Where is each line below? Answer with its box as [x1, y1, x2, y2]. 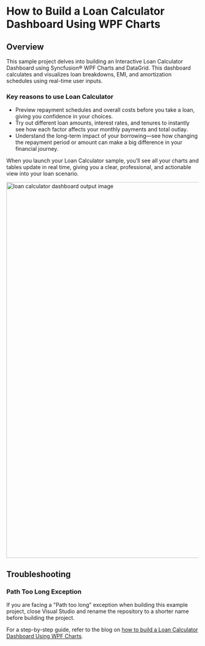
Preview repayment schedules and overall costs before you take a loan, [15, 106, 195, 114]
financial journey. [15, 145, 59, 153]
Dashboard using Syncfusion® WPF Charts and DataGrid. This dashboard [6, 64, 191, 71]
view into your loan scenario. [6, 170, 79, 178]
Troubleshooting [6, 569, 71, 579]
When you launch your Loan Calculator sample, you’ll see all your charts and [6, 157, 199, 164]
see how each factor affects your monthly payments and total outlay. [15, 126, 188, 133]
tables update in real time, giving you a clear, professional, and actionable [6, 164, 192, 171]
